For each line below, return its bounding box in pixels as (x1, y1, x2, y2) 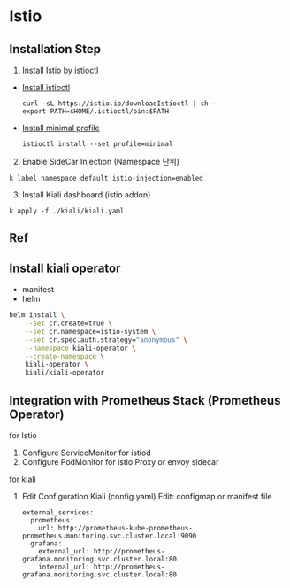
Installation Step (9, 42, 102, 57)
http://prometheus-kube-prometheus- (57, 524, 193, 533)
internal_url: (38, 562, 90, 572)
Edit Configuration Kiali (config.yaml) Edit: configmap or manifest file (21, 491, 272, 502)
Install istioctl (21, 82, 71, 92)
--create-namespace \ (25, 352, 104, 360)
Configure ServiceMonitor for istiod (21, 447, 152, 458)
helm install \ (9, 311, 65, 320)
